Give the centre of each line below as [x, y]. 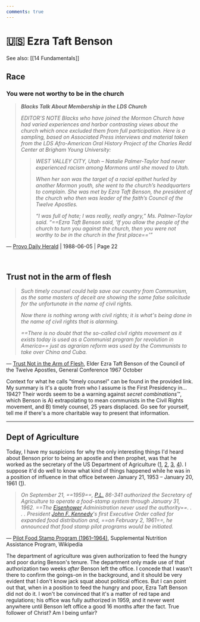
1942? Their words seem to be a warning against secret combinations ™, [94, 394]
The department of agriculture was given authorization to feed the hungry [97, 556]
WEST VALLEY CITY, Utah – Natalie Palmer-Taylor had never [110, 161]
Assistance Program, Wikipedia [45, 544]
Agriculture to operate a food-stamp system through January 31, [100, 501]
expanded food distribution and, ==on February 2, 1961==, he [96, 520]
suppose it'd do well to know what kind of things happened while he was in [98, 470]
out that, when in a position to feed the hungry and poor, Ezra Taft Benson [97, 587]
